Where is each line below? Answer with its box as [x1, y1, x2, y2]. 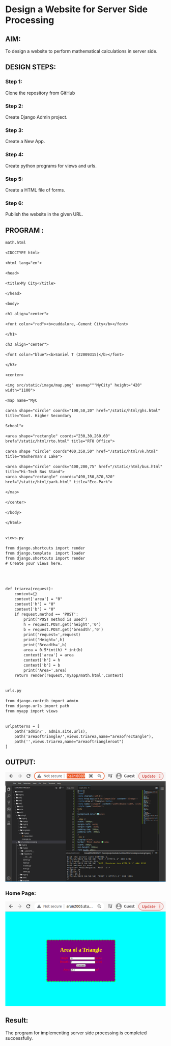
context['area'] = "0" [14, 596, 63, 601]
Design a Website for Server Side [5, 4, 148, 15]
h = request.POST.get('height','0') [23, 622, 101, 627]
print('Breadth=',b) [23, 642, 67, 647]
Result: [5, 1016, 28, 1025]
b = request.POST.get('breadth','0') [23, 627, 103, 632]
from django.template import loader [5, 550, 85, 556]
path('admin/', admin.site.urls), [14, 729, 88, 734]
